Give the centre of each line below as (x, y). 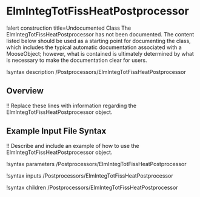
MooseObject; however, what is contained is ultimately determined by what (100, 53)
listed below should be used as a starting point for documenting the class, (98, 41)
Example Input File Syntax (56, 131)
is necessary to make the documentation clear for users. (77, 60)
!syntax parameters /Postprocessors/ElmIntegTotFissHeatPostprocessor (96, 164)
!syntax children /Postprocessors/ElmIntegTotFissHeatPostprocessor (92, 187)
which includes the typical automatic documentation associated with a (94, 47)
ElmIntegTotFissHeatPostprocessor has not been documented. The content (100, 34)
